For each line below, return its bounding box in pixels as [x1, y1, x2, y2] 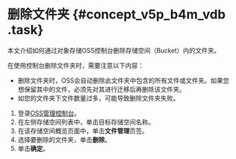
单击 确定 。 [17, 144, 50, 153]
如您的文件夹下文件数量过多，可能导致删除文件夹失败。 [17, 93, 179, 102]
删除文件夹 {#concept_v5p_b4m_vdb [7, 6, 226, 23]
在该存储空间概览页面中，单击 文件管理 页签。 [17, 126, 149, 135]
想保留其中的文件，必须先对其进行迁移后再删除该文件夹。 [17, 85, 186, 93]
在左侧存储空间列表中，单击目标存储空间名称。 [17, 117, 154, 126]
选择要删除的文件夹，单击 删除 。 [17, 135, 111, 143]
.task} [7, 22, 44, 38]
